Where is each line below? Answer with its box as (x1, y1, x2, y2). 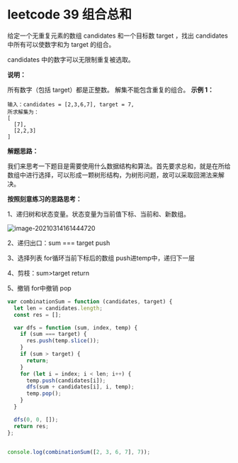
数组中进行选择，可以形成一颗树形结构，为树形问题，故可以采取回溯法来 (7, 170, 218, 179)
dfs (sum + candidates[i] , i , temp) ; (25, 383, 135, 391)
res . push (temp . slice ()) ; (25, 337, 100, 344)
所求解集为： (7, 108, 40, 116)
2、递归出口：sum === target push (7, 239, 110, 247)
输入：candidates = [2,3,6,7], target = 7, (7, 101, 135, 108)
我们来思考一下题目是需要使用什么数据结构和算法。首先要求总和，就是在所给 (7, 161, 231, 170)
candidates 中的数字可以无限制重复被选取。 (7, 55, 135, 64)
